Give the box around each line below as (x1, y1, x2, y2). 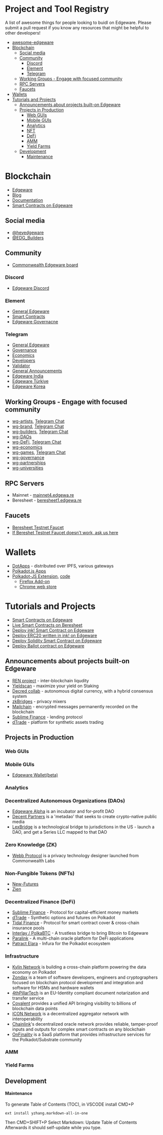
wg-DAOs (12, 434, 32, 440)
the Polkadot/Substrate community (12, 1036, 82, 1042)
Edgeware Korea (12, 383, 46, 389)
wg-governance (12, 455, 45, 461)
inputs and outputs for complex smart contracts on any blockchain (12, 1026, 145, 1032)
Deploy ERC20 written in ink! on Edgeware (12, 632, 97, 638)
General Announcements (12, 368, 62, 374)
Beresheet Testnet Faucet (12, 524, 64, 530)
